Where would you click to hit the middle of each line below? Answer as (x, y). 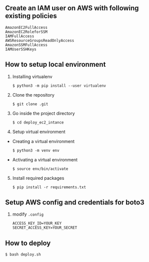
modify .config (28, 214)
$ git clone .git (30, 104)
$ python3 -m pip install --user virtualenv (59, 86)
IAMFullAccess (20, 36)
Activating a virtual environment (45, 159)
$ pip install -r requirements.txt (49, 187)
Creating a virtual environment (43, 141)
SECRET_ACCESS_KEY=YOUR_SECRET (45, 228)
